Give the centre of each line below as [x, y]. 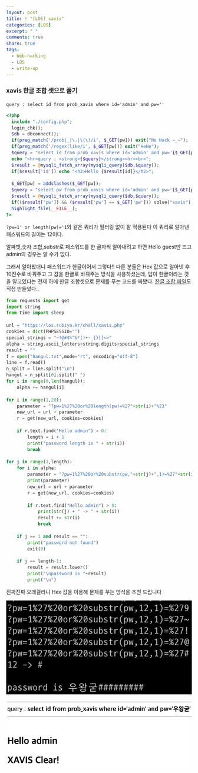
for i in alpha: [37, 468]
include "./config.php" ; [42, 122]
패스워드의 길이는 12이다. [35, 234]
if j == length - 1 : [39, 561]
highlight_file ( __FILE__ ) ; [44, 208]
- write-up [25, 68]
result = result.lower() [58, 568]
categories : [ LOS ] [29, 25]
